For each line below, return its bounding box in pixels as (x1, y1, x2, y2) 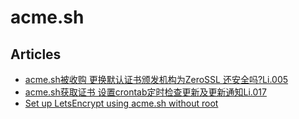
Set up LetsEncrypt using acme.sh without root (24, 97, 219, 109)
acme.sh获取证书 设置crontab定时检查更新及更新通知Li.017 (24, 86, 267, 98)
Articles (10, 46, 62, 63)
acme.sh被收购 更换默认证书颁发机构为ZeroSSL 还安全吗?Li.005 (24, 74, 289, 85)
